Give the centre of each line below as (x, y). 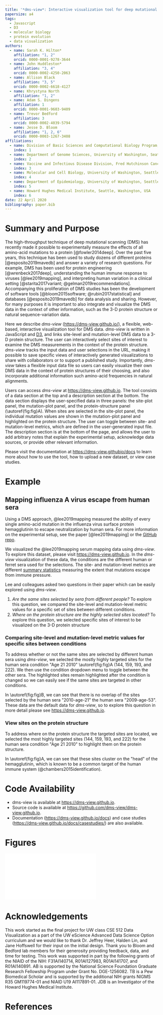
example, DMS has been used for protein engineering (58, 268)
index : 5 (23, 186)
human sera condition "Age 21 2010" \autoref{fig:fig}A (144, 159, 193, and (78, 665)
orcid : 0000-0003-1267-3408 (42, 137)
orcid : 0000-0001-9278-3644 (42, 59)
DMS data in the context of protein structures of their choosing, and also (77, 371)
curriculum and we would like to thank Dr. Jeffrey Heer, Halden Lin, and (76, 940)
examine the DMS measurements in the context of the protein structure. (77, 345)
